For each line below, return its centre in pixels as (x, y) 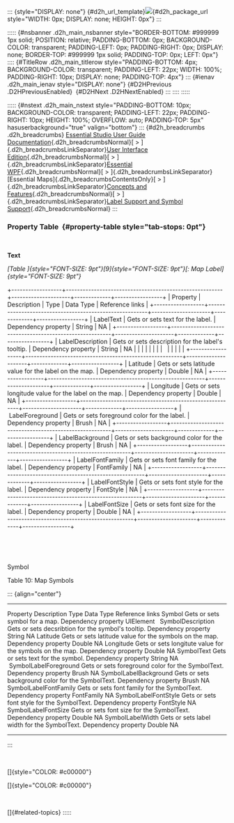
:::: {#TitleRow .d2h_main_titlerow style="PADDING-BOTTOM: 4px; (103, 62)
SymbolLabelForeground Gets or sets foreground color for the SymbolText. (116, 666)
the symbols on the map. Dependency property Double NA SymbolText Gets (117, 651)
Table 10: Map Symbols (41, 581)
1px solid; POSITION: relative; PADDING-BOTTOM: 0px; (86, 40)
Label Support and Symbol (145, 201)
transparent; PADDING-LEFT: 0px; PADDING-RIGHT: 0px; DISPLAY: (128, 47)
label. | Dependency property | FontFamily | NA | (77, 467)
